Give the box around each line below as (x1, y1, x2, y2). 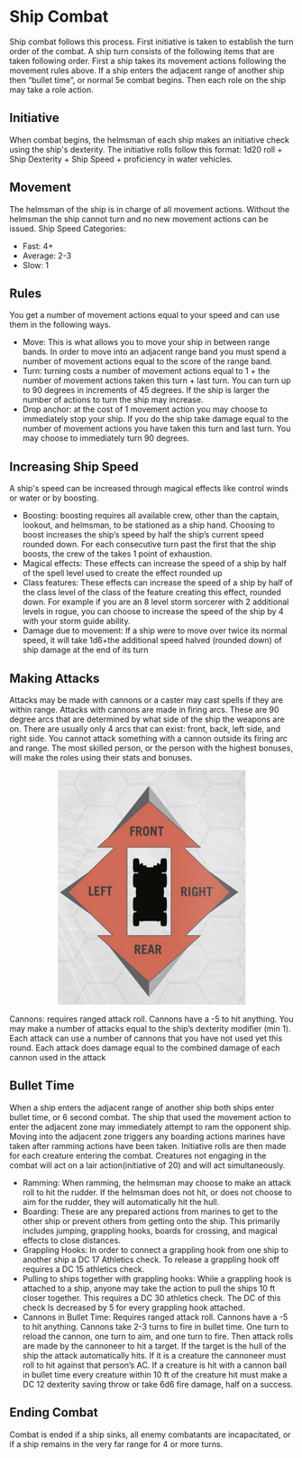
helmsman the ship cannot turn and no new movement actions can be (9, 213, 269, 224)
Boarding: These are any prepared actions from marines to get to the (22, 1206, 279, 1217)
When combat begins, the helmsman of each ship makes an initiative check (9, 134, 290, 145)
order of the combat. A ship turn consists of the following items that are (9, 45, 275, 56)
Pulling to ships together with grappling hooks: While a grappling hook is (22, 1273, 292, 1284)
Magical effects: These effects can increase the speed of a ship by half (22, 558, 287, 569)
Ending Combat (9, 1405, 98, 1420)
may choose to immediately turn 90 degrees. (22, 433, 189, 444)
